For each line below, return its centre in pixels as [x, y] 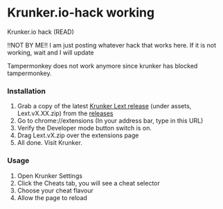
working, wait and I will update [51, 52]
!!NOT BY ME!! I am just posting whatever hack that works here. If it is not [112, 45]
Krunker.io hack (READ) [41, 32]
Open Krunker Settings [50, 176]
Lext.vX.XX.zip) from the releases [65, 113]
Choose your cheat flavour [55, 190]
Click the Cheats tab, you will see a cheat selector [89, 183]
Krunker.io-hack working [81, 13]
